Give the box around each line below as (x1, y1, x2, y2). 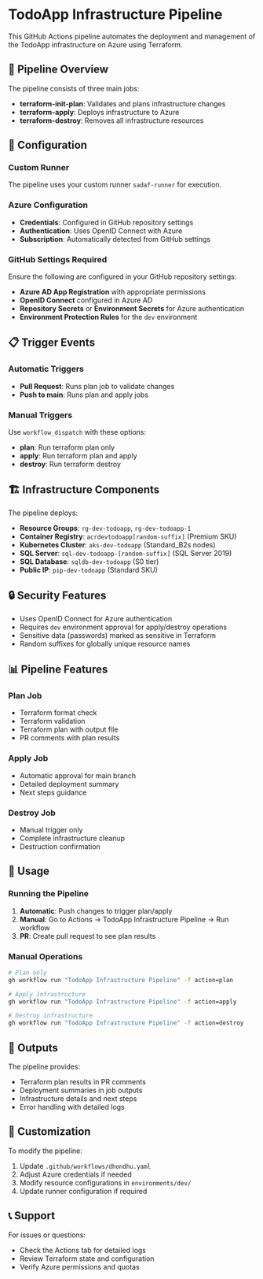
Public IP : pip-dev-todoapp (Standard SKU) (19, 565, 159, 574)
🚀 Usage (8, 865, 49, 878)
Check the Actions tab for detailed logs (19, 1245, 147, 1255)
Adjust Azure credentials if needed (19, 1170, 132, 1179)
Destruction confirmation (19, 841, 100, 851)
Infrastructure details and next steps (19, 1093, 137, 1103)
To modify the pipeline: (8, 1146, 82, 1155)
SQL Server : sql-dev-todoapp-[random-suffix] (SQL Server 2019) (19, 548, 232, 558)
